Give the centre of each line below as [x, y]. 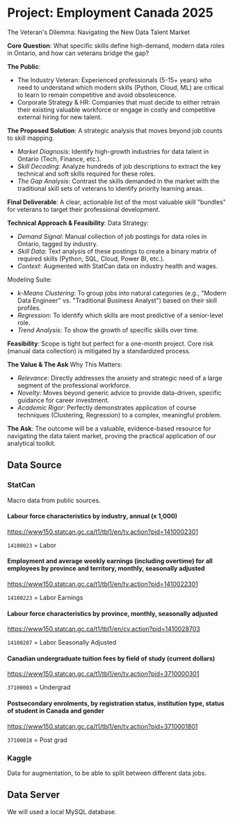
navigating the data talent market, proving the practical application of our [112, 436]
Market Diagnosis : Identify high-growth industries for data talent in [113, 151]
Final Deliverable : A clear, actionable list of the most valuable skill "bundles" [116, 202]
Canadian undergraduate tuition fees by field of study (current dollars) [111, 658]
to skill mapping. [31, 138]
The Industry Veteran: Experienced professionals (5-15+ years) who [114, 80]
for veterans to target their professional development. [84, 209]
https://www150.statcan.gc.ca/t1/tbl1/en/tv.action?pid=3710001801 [103, 726]
